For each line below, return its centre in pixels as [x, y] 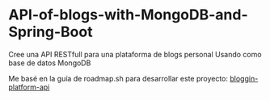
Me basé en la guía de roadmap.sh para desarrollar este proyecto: [118, 78]
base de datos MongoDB [50, 63]
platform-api [29, 87]
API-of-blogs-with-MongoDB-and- [128, 15]
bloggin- [244, 78]
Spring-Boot [51, 32]
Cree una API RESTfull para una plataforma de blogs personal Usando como [135, 54]
